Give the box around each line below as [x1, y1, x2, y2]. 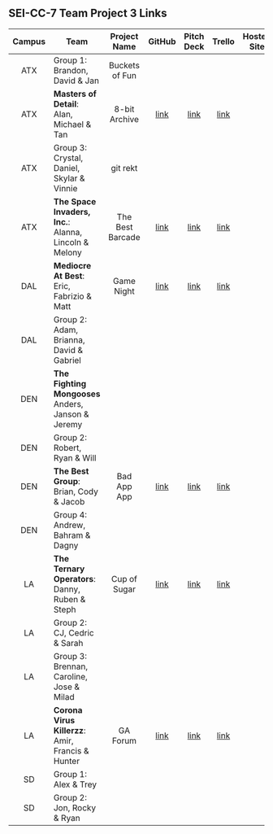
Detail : [53, 98, 80, 109]
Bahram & [53, 529, 91, 540]
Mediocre [53, 260, 92, 271]
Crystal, [53, 152, 84, 164]
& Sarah [53, 637, 84, 648]
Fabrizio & [53, 290, 92, 302]
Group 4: [53, 509, 88, 520]
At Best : [53, 270, 85, 282]
